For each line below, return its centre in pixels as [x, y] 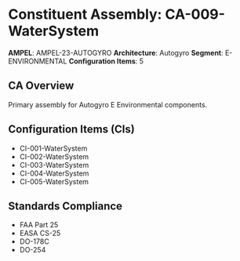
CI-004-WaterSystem [54, 173]
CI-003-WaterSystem [54, 165]
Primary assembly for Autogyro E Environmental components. [108, 104]
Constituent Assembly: [85, 14]
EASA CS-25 [40, 234]
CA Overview [41, 86]
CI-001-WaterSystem [53, 148]
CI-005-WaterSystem [54, 181]
